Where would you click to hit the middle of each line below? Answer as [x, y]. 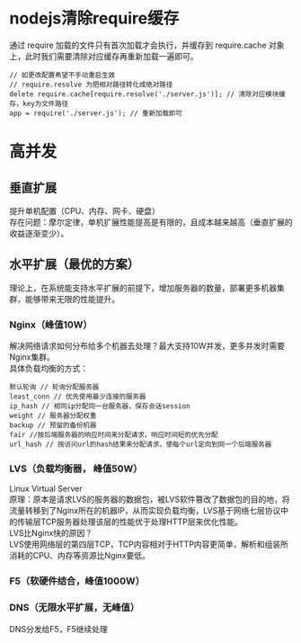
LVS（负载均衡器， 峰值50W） [76, 469]
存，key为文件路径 [39, 103]
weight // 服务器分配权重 [53, 416]
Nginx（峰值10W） [51, 325]
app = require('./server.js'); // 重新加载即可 [96, 113]
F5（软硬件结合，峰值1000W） [77, 581]
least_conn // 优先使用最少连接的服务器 [78, 397]
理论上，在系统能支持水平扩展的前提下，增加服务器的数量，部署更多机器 [143, 288]
